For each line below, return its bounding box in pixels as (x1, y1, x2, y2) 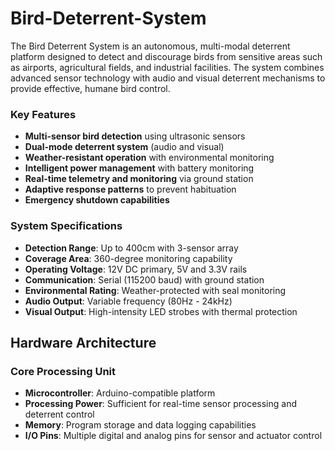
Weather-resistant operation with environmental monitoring (24, 152, 275, 164)
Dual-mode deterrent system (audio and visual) (24, 141, 225, 153)
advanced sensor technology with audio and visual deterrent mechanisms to (10, 72, 326, 84)
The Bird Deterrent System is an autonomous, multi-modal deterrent (10, 40, 291, 52)
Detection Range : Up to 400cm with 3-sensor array (24, 242, 239, 254)
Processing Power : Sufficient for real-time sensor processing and (24, 398, 298, 410)
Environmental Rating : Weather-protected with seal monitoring (24, 284, 287, 296)
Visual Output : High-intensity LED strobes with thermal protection (24, 305, 298, 317)
